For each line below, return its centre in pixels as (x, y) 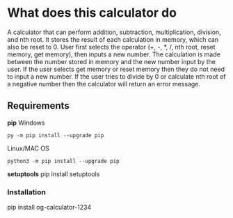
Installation (27, 192)
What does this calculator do (92, 13)
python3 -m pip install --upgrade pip (63, 161)
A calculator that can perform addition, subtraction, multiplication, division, (114, 32)
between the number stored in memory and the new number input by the (111, 61)
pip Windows (26, 123)
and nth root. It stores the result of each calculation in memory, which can (113, 39)
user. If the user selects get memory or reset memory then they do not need (116, 69)
